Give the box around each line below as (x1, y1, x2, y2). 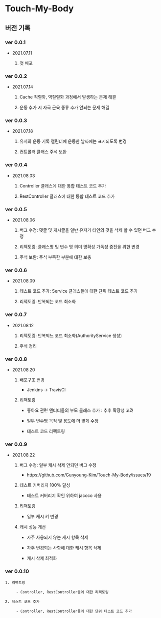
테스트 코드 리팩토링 (26, 428, 65, 434)
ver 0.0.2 (5, 72, 27, 79)
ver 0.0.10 (5, 568, 29, 575)
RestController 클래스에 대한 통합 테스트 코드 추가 (19, 193, 115, 199)
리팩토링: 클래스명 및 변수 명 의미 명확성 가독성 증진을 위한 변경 (19, 244, 139, 250)
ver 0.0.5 (5, 206, 27, 213)
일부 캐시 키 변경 (26, 514, 59, 520)
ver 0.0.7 (5, 311, 27, 318)
